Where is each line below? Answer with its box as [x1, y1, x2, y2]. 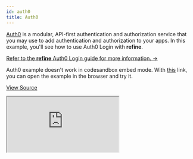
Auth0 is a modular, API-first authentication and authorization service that [6, 30, 187, 37]
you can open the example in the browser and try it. [6, 72, 133, 79]
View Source [6, 84, 38, 91]
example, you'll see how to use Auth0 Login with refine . [6, 43, 143, 50]
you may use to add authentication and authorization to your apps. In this [6, 37, 186, 44]
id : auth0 [6, 8, 31, 15]
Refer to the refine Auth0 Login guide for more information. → [6, 55, 158, 62]
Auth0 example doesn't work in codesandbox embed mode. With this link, [6, 66, 188, 73]
